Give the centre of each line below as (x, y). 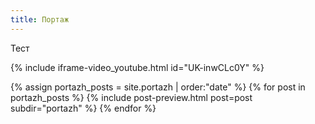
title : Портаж (40, 19)
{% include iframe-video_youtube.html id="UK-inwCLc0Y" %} (137, 67)
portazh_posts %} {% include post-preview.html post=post (131, 97)
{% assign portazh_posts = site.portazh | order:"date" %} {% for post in (158, 87)
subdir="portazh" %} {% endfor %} (83, 108)
